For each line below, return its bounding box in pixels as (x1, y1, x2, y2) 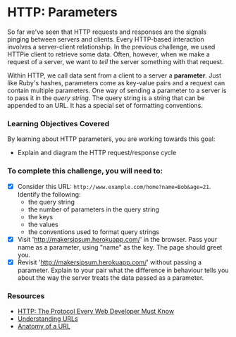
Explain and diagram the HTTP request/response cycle (17, 149, 177, 157)
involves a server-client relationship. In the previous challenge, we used (7, 42, 216, 51)
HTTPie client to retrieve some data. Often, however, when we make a (7, 50, 210, 59)
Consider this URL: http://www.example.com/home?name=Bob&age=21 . (17, 182, 211, 190)
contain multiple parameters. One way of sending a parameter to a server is (7, 86, 227, 94)
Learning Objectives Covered (7, 118, 110, 128)
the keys (27, 212, 54, 221)
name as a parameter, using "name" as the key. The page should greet (17, 243, 223, 251)
